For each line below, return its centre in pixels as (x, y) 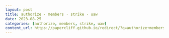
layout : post (19, 10)
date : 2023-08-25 (23, 19)
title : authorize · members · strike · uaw (52, 14)
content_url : (19, 28)
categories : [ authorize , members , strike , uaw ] (56, 23)
